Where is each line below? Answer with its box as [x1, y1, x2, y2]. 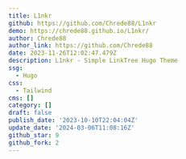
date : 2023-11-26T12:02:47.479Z [8, 49, 117, 57]
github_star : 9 [8, 131, 60, 139]
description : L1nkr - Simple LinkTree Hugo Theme [8, 57, 179, 65]
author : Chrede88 [8, 34, 67, 43]
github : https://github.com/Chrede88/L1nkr [8, 19, 157, 27]
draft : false [8, 109, 52, 117]
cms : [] [8, 94, 35, 102]
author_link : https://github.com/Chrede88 [8, 42, 153, 50]
